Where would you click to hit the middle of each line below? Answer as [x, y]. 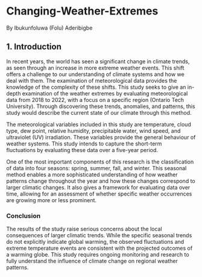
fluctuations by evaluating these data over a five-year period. [82, 150]
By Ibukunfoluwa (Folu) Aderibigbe [49, 28]
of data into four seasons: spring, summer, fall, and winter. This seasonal [96, 168]
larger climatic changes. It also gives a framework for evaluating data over [98, 187]
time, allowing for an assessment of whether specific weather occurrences [99, 194]
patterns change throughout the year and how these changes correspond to [101, 181]
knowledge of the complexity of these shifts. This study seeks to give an [96, 87]
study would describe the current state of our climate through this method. [99, 112]
